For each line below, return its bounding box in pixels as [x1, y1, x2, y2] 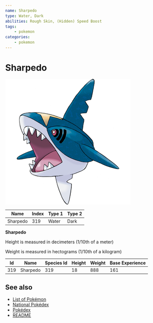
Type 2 [67, 211, 82, 217]
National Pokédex [12, 301, 49, 308]
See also [5, 283, 33, 291]
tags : [5, 24, 17, 29]
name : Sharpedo [5, 8, 37, 13]
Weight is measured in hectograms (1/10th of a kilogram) [5, 249, 122, 255]
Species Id [45, 260, 68, 266]
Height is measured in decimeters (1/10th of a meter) [5, 239, 114, 245]
